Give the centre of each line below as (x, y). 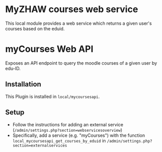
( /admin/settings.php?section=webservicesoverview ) (67, 130)
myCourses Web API (49, 49)
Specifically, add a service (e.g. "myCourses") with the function (79, 135)
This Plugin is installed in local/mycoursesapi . (52, 96)
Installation (23, 84)
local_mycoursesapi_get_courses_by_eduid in (59, 140)
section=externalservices (40, 145)
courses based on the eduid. (35, 28)
